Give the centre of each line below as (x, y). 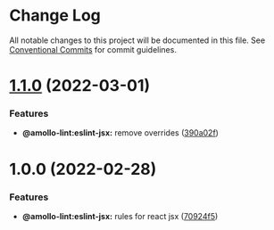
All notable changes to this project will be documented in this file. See (137, 40)
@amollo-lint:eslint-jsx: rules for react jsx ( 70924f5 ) (120, 216)
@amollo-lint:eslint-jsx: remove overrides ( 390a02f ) (120, 133)
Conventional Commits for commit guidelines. (93, 49)
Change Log (55, 16)
